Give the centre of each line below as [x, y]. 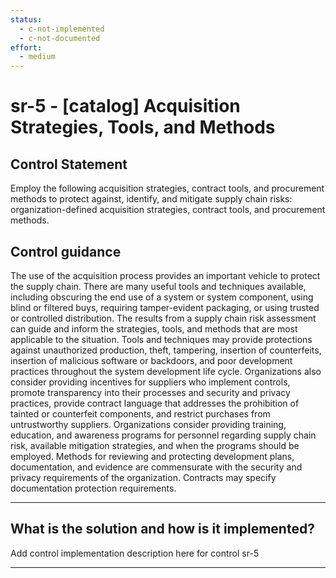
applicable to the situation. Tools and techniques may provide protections [161, 339]
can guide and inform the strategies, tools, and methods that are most [154, 328]
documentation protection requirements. [93, 488]
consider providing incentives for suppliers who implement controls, [150, 382]
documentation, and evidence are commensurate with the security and [156, 467]
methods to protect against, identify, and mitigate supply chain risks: [151, 199]
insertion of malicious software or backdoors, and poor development [151, 360]
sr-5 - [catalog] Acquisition [125, 106]
